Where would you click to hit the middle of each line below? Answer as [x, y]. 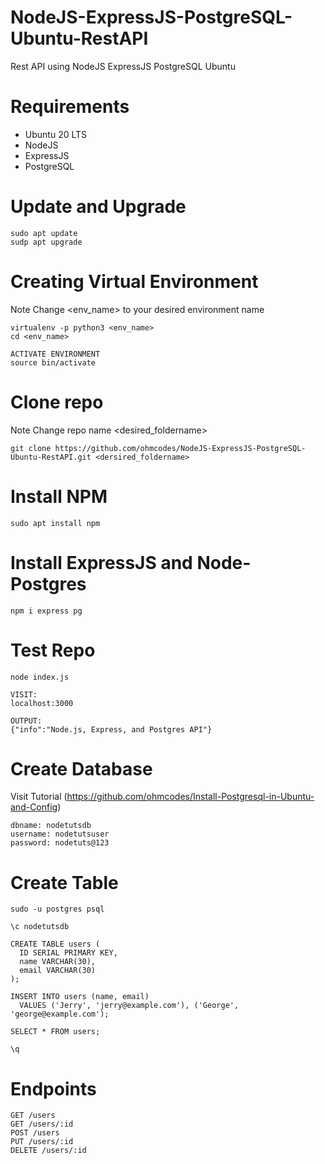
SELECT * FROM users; [55, 1032]
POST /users [35, 1133]
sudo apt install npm [55, 523]
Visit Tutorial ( [39, 797]
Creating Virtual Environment [134, 282]
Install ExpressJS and [101, 562]
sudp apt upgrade [46, 242]
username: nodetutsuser [60, 834]
